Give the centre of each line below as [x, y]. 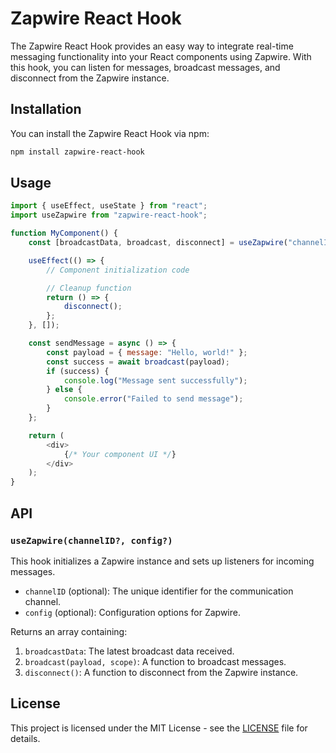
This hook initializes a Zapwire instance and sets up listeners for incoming [162, 561]
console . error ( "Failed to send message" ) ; [153, 399]
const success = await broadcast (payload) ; [138, 362]
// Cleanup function [89, 288]
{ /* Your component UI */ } [120, 454]
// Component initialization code [118, 270]
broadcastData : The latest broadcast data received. [129, 651]
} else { [64, 390]
